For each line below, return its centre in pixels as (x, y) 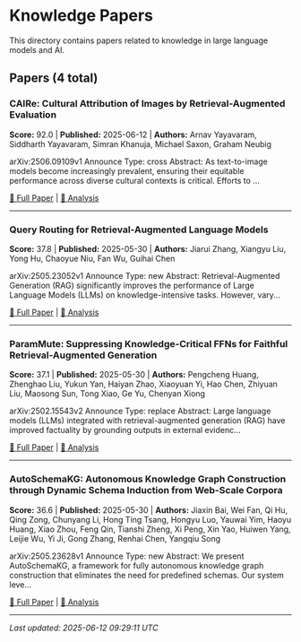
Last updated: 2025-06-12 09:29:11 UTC (84, 628)
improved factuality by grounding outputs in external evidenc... (125, 430)
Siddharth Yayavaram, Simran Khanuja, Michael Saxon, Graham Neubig (140, 143)
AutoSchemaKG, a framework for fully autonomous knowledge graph (137, 565)
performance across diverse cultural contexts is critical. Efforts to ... (134, 180)
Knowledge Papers (82, 16)
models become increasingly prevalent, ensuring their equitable (127, 170)
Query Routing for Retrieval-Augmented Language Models (139, 230)
